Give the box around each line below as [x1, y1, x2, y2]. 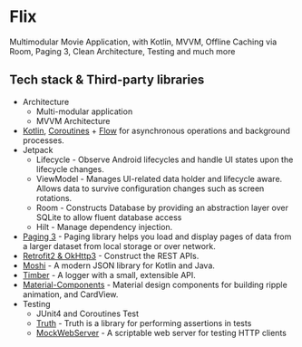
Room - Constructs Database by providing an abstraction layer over [35, 202, 288, 213]
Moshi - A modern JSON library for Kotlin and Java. [22, 260, 216, 271]
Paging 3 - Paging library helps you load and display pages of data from [22, 231, 292, 242]
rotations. [35, 192, 73, 203]
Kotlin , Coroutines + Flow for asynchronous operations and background [22, 125, 290, 136]
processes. [22, 134, 65, 146]
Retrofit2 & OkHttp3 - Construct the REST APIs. [22, 250, 200, 261]
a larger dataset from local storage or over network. [22, 240, 216, 251]
